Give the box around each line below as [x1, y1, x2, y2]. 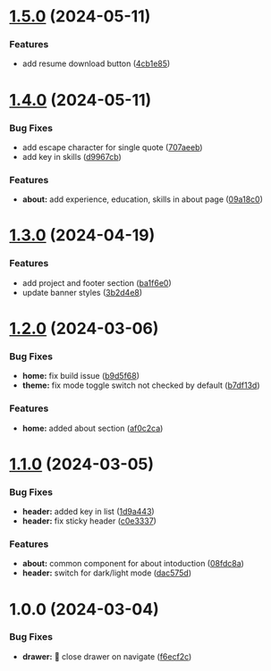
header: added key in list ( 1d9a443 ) [21, 507, 155, 517]
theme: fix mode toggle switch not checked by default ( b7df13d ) [21, 380, 261, 390]
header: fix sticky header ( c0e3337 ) [21, 516, 157, 526]
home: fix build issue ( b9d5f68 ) [21, 371, 140, 382]
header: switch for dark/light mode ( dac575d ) [21, 567, 192, 578]
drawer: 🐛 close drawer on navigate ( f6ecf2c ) [21, 650, 192, 662]
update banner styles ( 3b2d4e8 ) [21, 287, 143, 298]
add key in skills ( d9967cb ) [21, 151, 123, 162]
